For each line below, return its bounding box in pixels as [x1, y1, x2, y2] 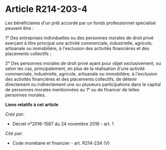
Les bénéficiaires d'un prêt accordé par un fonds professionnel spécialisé [5, 20, 156, 26]
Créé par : [5, 111, 25, 117]
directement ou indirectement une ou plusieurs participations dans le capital [5, 81, 161, 87]
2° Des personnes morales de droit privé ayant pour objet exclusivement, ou [5, 60, 162, 66]
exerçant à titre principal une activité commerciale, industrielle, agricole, [5, 40, 153, 46]
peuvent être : [5, 25, 34, 31]
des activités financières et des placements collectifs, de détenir [5, 76, 137, 82]
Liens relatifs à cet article [5, 101, 59, 107]
